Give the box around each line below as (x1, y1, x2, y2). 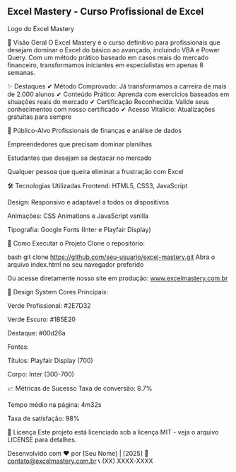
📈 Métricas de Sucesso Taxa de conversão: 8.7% (7, 384, 153, 392)
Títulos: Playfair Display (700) (7, 356, 93, 364)
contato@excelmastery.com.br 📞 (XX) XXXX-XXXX (7, 456, 153, 465)
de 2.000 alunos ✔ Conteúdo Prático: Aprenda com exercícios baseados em (7, 90, 230, 98)
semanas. (7, 68, 36, 76)
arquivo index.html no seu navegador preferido (7, 260, 144, 268)
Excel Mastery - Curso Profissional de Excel (7, 6, 204, 18)
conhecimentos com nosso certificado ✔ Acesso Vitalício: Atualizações (7, 105, 216, 113)
